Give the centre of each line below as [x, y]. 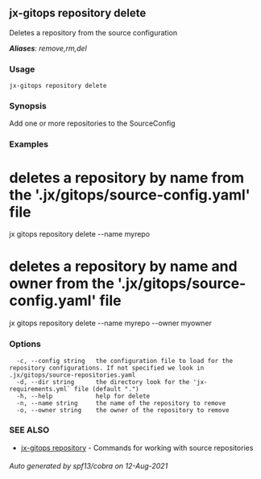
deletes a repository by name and [123, 267]
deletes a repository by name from [127, 178]
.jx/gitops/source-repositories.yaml [72, 375]
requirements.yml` [40, 389]
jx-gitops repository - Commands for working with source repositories [137, 448]
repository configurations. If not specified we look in [107, 368]
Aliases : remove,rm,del [48, 48]
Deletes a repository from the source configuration [93, 32]
